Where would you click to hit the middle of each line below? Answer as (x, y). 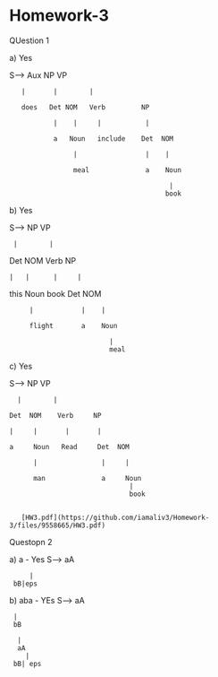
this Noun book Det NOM (55, 293)
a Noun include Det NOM (113, 139)
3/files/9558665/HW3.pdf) (57, 525)
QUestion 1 (29, 40)
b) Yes (21, 210)
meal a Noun (127, 170)
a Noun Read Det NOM (69, 447)
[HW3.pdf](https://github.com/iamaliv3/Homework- (115, 517)
